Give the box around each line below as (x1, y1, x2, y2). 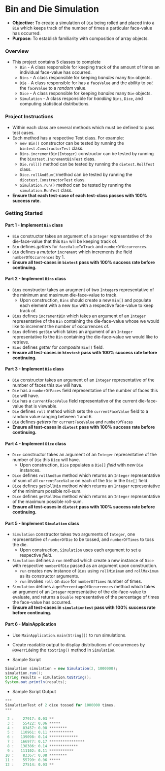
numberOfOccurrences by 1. (12, 254, 65, 260)
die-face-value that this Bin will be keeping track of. (12, 238, 118, 244)
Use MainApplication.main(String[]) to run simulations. (12, 632, 127, 638)
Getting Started (5, 210, 43, 217)
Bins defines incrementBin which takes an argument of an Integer (12, 313, 146, 319)
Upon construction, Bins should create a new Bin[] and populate (19, 297, 151, 303)
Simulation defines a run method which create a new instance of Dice (12, 558, 154, 564)
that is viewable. (24, 403, 58, 409)
